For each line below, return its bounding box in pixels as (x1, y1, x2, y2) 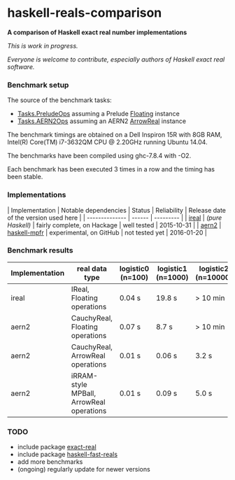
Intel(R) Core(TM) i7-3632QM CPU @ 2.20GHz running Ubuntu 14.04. (7, 138, 208, 146)
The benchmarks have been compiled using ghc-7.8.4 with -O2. (7, 152, 192, 160)
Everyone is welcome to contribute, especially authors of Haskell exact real (7, 55, 225, 64)
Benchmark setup (7, 80, 69, 90)
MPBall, (71, 388, 97, 398)
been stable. (7, 173, 43, 181)
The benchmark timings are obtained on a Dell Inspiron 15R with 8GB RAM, (7, 131, 222, 139)
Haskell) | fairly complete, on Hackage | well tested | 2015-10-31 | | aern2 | (7, 220, 222, 229)
